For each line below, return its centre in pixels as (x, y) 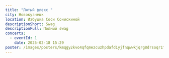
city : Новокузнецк (24, 15)
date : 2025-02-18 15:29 (39, 43)
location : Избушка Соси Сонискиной (43, 19)
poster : (13, 47)
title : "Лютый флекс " (29, 10)
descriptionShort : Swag (30, 24)
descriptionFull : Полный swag (37, 29)
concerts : (16, 33)
